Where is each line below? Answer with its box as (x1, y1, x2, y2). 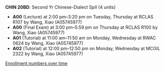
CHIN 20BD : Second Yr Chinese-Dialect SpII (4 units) (5, 4, 116, 10)
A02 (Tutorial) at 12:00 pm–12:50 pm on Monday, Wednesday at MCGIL (12, 46, 160, 51)
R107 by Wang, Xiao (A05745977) (12, 19, 82, 25)
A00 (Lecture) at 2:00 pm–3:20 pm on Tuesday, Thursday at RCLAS (12, 14, 153, 19)
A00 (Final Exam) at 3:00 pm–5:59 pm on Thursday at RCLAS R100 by (12, 24, 158, 30)
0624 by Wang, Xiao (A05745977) (12, 40, 84, 46)
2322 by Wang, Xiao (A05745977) (12, 51, 84, 57)
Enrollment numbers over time (5, 61, 68, 66)
